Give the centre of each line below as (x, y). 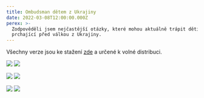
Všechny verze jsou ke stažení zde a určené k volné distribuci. (84, 52)
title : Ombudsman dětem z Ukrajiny (51, 12)
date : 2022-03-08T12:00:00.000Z (47, 18)
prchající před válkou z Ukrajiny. (57, 35)
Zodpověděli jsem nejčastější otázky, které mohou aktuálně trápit (99, 29)
